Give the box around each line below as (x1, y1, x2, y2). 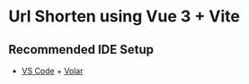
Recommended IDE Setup (8, 42, 155, 57)
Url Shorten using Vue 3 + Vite (8, 6, 240, 27)
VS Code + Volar (21, 65, 84, 76)
